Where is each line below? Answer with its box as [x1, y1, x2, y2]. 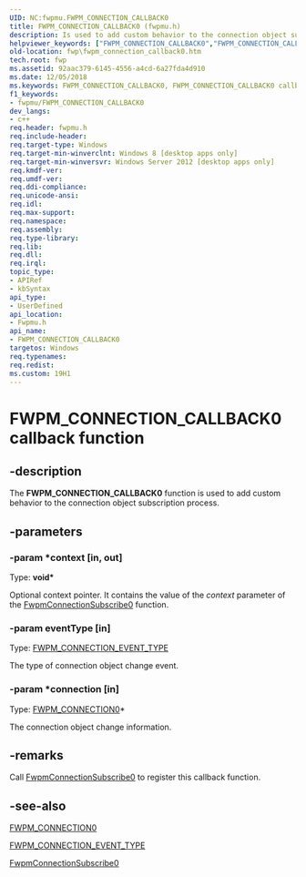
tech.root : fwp [9, 56, 67, 65]
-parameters [9, 524, 83, 539]
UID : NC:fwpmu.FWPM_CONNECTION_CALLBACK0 [9, 13, 169, 23]
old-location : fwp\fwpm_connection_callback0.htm [9, 47, 202, 56]
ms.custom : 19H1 [9, 369, 71, 378]
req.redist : [9, 361, 55, 370]
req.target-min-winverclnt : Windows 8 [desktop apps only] [9, 148, 239, 158]
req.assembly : [9, 225, 64, 234]
